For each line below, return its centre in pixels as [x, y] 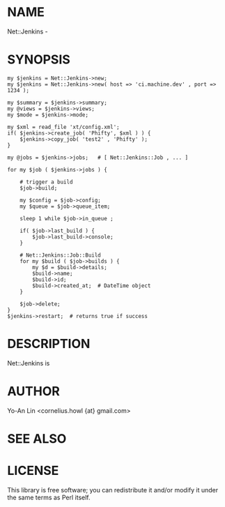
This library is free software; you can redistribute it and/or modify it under [113, 490]
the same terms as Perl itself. [49, 497]
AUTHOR [34, 391]
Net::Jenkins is [29, 363]
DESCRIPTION [49, 344]
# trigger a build [46, 182]
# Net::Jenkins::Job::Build [60, 255]
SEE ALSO [37, 438]
